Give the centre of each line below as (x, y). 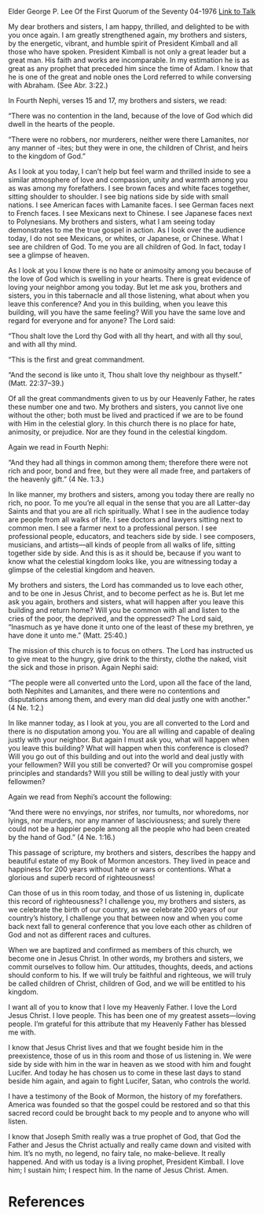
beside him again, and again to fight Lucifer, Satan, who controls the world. (130, 1081)
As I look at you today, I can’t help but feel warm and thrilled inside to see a (130, 171)
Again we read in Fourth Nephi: (58, 447)
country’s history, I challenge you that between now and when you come (126, 918)
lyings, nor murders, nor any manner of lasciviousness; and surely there (125, 820)
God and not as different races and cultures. (80, 934)
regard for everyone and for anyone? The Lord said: (92, 321)
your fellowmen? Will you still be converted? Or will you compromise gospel (130, 765)
